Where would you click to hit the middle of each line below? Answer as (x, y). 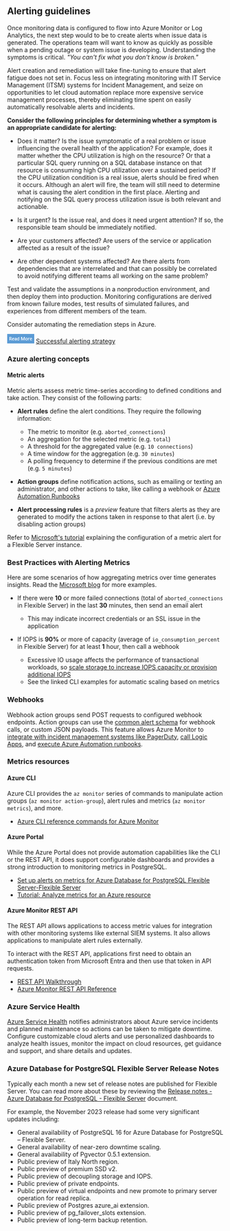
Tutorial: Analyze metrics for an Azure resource (84, 895)
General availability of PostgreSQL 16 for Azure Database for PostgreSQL (120, 1132)
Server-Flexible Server (49, 887)
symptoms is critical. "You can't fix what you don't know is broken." (103, 57)
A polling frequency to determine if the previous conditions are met (122, 461)
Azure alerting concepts (48, 359)
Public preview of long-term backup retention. (82, 1220)
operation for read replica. (54, 1198)
